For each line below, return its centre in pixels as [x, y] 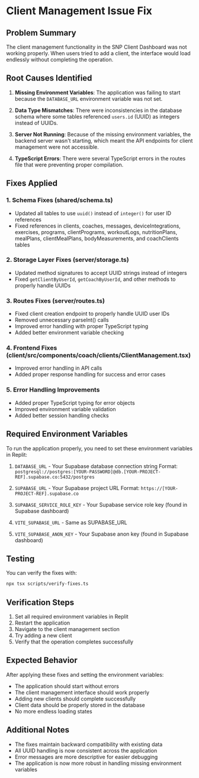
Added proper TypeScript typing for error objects [75, 403]
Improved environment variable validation [65, 409]
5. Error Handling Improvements [53, 390]
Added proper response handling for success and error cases [90, 374]
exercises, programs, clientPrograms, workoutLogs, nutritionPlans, [96, 232]
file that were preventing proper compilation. [69, 165]
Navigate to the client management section [67, 629]
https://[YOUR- [160, 488]
